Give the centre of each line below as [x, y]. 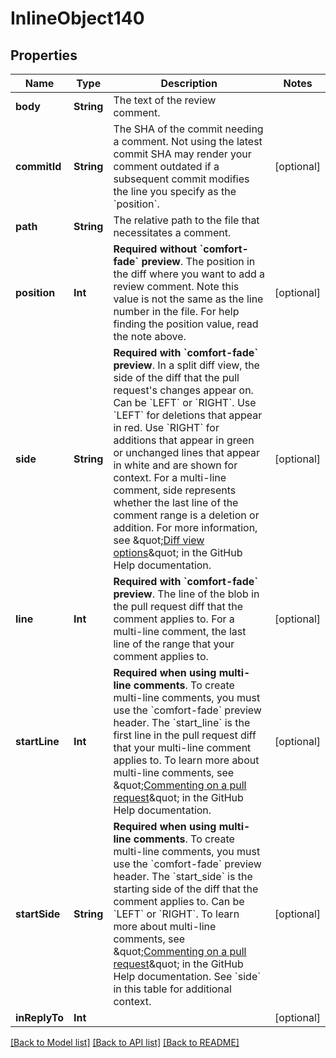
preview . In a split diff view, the [186, 365]
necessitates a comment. [172, 232]
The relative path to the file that [186, 220]
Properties [44, 55]
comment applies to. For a [174, 619]
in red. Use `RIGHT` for [166, 427]
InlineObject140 [77, 18]
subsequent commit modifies [181, 179]
